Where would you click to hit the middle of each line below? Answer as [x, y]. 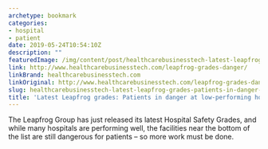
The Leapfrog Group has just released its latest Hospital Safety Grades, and [132, 120]
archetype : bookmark [43, 16]
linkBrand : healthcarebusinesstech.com [75, 75]
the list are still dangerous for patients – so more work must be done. [121, 137]
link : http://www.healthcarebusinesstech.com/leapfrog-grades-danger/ [128, 68]
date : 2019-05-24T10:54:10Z [55, 45]
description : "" [35, 53]
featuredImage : [33, 61]
